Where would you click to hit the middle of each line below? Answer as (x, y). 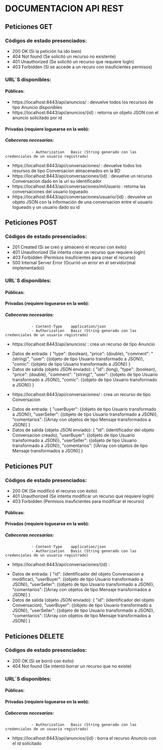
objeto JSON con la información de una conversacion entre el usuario (82, 202)
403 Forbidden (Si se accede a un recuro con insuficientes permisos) (82, 67)
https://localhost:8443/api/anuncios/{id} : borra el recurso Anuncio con (84, 738)
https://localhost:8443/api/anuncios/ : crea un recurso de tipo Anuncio (83, 344)
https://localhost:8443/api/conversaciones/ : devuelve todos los (77, 165)
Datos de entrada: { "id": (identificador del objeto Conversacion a (78, 574)
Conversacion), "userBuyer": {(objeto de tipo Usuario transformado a (82, 605)
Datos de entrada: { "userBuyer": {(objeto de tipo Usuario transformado (84, 409)
